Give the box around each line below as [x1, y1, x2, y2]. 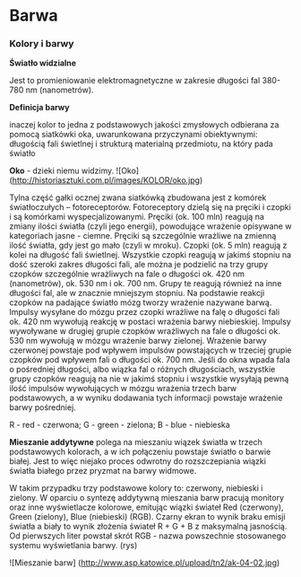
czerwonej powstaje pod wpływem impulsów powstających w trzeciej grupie [9, 345, 292, 355]
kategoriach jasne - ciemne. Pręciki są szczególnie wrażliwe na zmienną [9, 231, 277, 241]
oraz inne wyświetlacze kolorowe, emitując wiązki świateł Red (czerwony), [9, 502, 284, 512]
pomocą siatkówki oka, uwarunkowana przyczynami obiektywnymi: [9, 129, 258, 140]
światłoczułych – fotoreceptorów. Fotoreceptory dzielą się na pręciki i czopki [9, 202, 291, 213]
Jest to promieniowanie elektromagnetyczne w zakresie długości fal [9, 75, 261, 86]
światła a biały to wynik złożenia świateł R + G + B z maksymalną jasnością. [9, 521, 288, 532]
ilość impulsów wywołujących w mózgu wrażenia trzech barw [9, 383, 237, 394]
